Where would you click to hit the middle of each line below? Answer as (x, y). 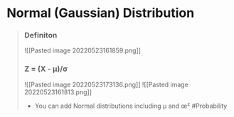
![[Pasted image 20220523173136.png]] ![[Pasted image (106, 84)
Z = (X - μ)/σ (46, 69)
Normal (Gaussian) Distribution (101, 13)
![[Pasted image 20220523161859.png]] (83, 50)
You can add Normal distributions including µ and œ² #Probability (131, 106)
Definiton (41, 35)
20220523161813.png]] (58, 92)
